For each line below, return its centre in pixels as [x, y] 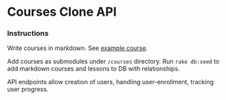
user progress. [28, 89]
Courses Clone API [62, 12]
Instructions [28, 34]
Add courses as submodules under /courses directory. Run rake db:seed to [113, 62]
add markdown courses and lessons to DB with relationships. [93, 68]
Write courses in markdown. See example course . [77, 48]
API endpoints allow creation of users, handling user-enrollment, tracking [111, 82]
